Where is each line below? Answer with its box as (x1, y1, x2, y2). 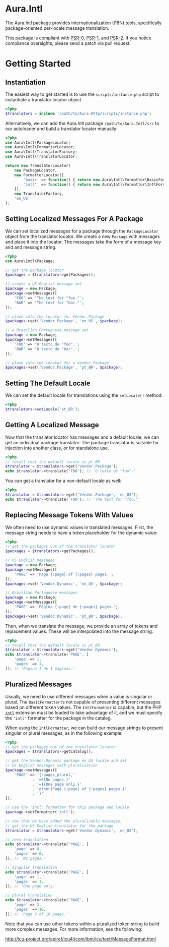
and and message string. (5, 244, 57, 250)
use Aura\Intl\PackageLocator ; (5, 140, 71, 145)
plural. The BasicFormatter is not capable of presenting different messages (5, 699, 161, 705)
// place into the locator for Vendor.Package (5, 314, 105, 319)
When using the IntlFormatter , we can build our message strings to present (5, 725, 163, 731)
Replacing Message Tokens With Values (5, 511, 134, 519)
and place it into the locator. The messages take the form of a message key (5, 239, 161, 245)
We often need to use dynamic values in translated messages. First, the (5, 524, 153, 530)
